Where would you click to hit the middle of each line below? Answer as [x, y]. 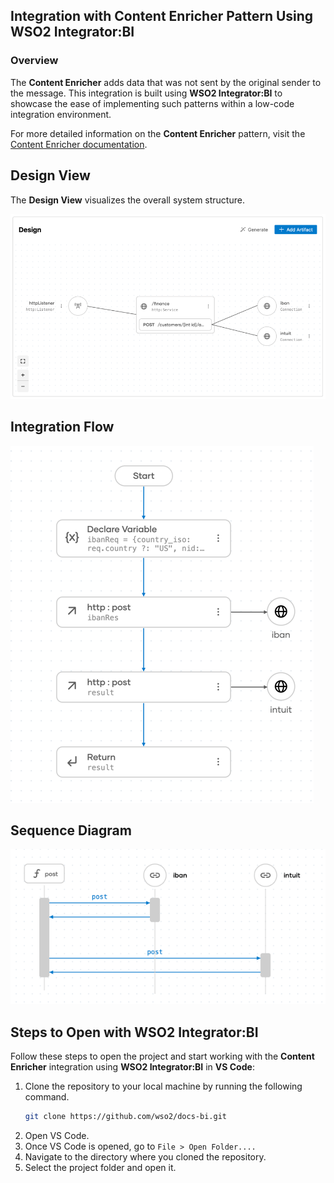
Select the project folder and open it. [100, 1167]
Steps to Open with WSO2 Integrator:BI [134, 1032]
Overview [34, 61]
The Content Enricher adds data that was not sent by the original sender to [166, 82]
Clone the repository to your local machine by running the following [163, 1086]
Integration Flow [62, 427]
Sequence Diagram [71, 830]
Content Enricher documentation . [79, 144]
